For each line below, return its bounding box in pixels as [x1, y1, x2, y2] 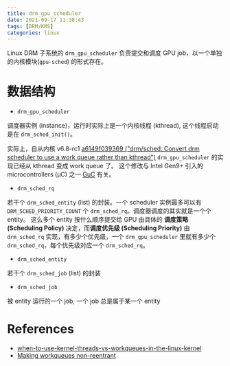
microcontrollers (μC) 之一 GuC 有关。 [7, 170, 115, 179]
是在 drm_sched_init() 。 [7, 130, 77, 138]
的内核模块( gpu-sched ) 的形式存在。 [7, 58, 108, 66]
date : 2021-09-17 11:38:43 [7, 16, 84, 23]
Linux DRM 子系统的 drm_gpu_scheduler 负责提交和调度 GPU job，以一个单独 [7, 49, 222, 57]
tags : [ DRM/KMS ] [7, 23, 54, 30]
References [7, 321, 74, 337]
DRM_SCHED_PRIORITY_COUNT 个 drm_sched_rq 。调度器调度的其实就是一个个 [7, 207, 211, 215]
